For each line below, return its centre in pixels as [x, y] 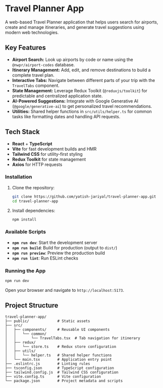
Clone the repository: [33, 187]
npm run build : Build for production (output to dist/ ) [65, 247]
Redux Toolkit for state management [49, 159]
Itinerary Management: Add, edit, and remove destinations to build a [81, 70]
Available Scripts [26, 232]
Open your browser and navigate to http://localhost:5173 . [65, 290]
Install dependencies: [34, 210]
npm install [24, 219]
